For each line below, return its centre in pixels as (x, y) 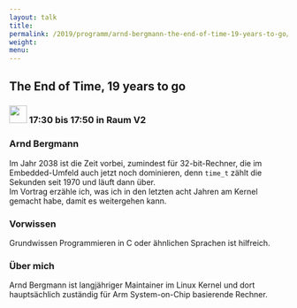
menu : (19, 50)
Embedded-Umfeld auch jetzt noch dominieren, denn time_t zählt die (136, 173)
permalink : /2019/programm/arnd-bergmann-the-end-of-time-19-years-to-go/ (150, 34)
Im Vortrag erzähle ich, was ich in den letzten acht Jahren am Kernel (133, 191)
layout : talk (33, 17)
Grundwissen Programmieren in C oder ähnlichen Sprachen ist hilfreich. (140, 243)
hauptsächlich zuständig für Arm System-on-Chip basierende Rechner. (138, 295)
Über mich (32, 266)
